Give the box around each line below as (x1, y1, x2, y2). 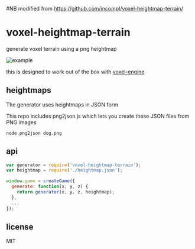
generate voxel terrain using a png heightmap (6, 45, 117, 52)
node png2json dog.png (6, 130, 62, 136)
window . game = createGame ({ (6, 178, 76, 184)
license (6, 222, 34, 232)
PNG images (6, 118, 37, 126)
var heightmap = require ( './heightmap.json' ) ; (6, 167, 123, 173)
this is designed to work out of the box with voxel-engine (6, 68, 145, 75)
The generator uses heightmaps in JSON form (6, 101, 118, 108)
